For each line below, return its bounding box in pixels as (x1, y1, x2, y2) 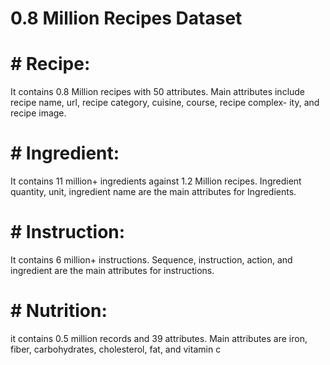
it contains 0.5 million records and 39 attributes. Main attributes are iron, (10, 332, 308, 344)
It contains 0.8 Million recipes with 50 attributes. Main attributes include (10, 86, 306, 98)
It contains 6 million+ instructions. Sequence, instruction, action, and (10, 254, 293, 266)
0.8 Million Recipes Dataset (10, 7, 243, 30)
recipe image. (10, 107, 67, 119)
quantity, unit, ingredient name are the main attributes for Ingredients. (10, 186, 297, 198)
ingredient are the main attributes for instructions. (10, 265, 215, 276)
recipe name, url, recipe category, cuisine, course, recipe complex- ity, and (10, 97, 320, 109)
